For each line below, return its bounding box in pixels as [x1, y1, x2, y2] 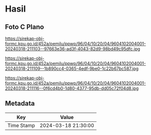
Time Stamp [7, 122, 35, 129]
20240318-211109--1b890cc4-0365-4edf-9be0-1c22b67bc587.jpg [5, 66, 139, 71]
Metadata [5, 100, 35, 108]
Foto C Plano [5, 23, 44, 31]
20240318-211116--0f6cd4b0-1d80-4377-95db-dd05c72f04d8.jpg [5, 85, 139, 91]
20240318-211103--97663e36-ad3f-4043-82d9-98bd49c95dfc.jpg [5, 46, 140, 51]
